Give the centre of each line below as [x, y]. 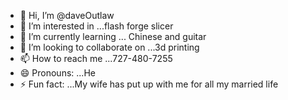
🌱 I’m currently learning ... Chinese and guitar [113, 36]
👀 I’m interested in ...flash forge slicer [96, 26]
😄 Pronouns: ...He [57, 73]
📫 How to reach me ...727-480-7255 [96, 58]
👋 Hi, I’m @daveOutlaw [67, 15]
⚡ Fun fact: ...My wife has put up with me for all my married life [149, 84]
